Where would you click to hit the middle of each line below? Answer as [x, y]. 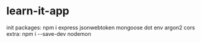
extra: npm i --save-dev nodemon [49, 33]
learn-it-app [38, 11]
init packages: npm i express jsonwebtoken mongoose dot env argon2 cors [101, 27]
